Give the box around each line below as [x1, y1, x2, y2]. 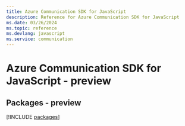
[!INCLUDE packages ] [6, 114, 60, 120]
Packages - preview [6, 98, 81, 108]
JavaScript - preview [6, 75, 112, 88]
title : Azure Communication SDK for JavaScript [6, 8, 127, 15]
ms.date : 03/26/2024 [6, 20, 58, 25]
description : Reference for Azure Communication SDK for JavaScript [6, 14, 180, 20]
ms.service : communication [6, 36, 73, 42]
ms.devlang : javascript [6, 31, 65, 37]
